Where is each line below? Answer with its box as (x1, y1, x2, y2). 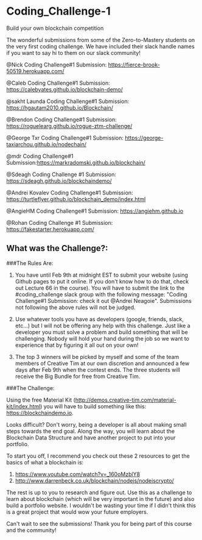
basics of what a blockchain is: (6, 458, 84, 466)
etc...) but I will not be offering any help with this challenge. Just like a (15, 322, 190, 329)
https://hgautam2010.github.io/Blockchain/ (6, 104, 114, 111)
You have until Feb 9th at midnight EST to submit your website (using (15, 271, 189, 279)
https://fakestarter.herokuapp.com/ (6, 226, 94, 233)
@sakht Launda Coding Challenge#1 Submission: (6, 98, 130, 105)
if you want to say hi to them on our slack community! (6, 49, 141, 56)
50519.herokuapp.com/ (6, 67, 65, 74)
